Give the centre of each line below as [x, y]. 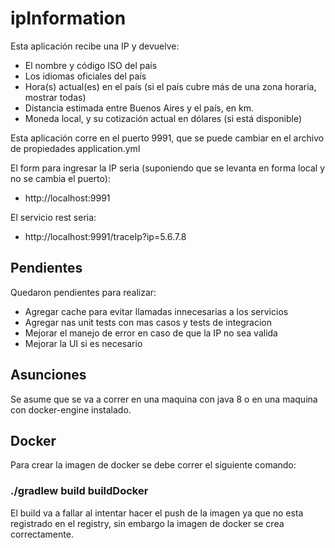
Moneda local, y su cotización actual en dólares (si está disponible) [163, 118]
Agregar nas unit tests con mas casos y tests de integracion [148, 322]
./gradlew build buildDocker [79, 491]
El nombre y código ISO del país [91, 65]
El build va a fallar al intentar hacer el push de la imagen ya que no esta [157, 513]
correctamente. [42, 534]
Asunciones [48, 375]
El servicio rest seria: [53, 217]
